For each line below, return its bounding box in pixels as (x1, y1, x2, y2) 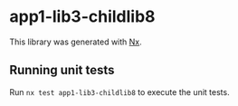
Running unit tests (9, 63, 115, 78)
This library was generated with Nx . (9, 36, 142, 47)
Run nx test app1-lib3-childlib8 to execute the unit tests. (9, 86, 230, 97)
